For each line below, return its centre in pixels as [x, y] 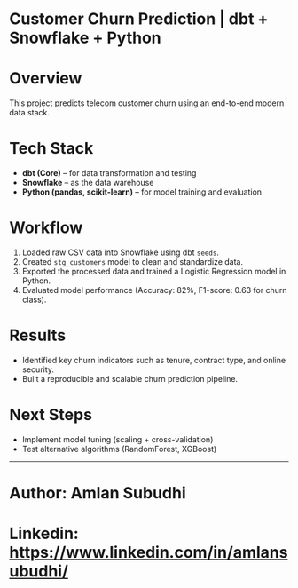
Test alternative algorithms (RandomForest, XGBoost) [119, 449]
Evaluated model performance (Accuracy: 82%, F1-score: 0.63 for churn [154, 290]
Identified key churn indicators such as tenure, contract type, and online [154, 360]
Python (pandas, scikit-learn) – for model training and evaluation [142, 192]
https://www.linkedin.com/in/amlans [149, 553]
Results [38, 335]
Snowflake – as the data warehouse [88, 183]
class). [34, 299]
